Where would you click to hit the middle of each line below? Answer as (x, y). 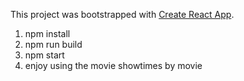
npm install (47, 33)
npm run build (53, 44)
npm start (44, 55)
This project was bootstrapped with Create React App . (122, 14)
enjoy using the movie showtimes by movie (113, 65)
